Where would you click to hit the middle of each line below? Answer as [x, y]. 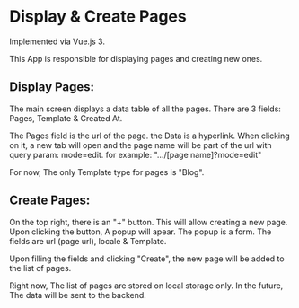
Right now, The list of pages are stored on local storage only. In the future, [146, 286]
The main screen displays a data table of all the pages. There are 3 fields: [145, 109]
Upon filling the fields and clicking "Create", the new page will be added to [147, 259]
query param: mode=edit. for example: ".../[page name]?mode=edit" [136, 154]
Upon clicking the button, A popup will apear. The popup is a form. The [141, 232]
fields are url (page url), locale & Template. [88, 241]
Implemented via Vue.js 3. [57, 41]
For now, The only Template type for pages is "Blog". [107, 172]
